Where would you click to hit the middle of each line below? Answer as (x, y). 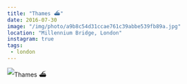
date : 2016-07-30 (32, 20)
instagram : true (30, 39)
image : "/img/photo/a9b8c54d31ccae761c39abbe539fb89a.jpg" (94, 26)
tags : (15, 45)
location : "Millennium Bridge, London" (65, 33)
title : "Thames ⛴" (35, 13)
